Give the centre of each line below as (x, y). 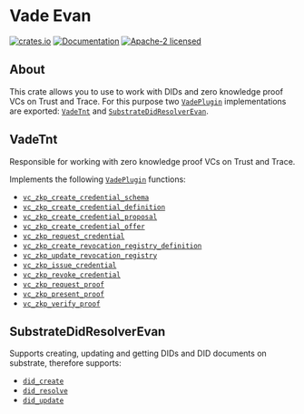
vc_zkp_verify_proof (61, 304)
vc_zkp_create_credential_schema (86, 197)
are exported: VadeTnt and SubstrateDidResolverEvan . (109, 111)
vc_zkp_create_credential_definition (94, 207)
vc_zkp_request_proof (63, 284)
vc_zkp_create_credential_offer (83, 227)
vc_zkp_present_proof (63, 294)
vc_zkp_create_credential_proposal (90, 217)
